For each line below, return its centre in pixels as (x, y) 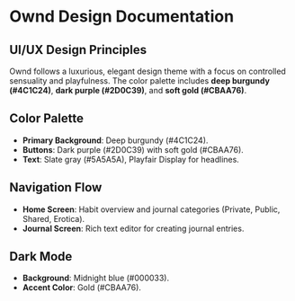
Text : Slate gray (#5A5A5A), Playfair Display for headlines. (131, 159)
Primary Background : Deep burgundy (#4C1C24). (115, 140)
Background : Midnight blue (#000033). (95, 278)
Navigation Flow (56, 187)
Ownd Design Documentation (122, 17)
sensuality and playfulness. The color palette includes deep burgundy (139, 81)
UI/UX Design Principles (78, 50)
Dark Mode (41, 257)
